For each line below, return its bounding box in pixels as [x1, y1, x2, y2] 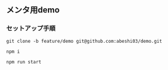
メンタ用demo [6, 5, 60, 15]
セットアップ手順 [6, 24, 56, 33]
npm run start [6, 59, 42, 65]
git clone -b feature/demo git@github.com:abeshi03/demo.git [6, 38, 163, 44]
